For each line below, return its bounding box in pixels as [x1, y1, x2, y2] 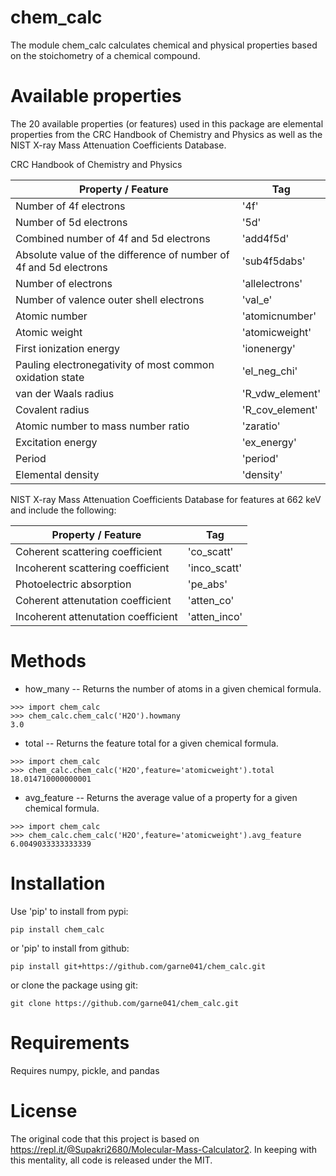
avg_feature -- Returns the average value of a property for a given [24, 791, 298, 803]
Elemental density [15, 467, 100, 481]
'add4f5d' [241, 231, 290, 245]
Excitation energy [15, 435, 98, 449]
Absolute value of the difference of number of [15, 247, 230, 261]
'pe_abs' [187, 577, 228, 591]
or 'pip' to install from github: [10, 942, 130, 954]
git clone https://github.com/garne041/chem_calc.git [10, 998, 240, 1008]
